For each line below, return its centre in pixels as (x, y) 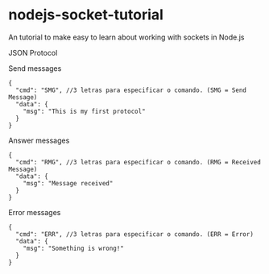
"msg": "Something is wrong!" (74, 248)
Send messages (35, 68)
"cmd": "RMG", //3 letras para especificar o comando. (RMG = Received (139, 162)
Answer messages (39, 140)
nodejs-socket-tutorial (86, 15)
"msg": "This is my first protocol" (85, 111)
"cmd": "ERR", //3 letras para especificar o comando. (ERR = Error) (134, 234)
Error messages (35, 212)
